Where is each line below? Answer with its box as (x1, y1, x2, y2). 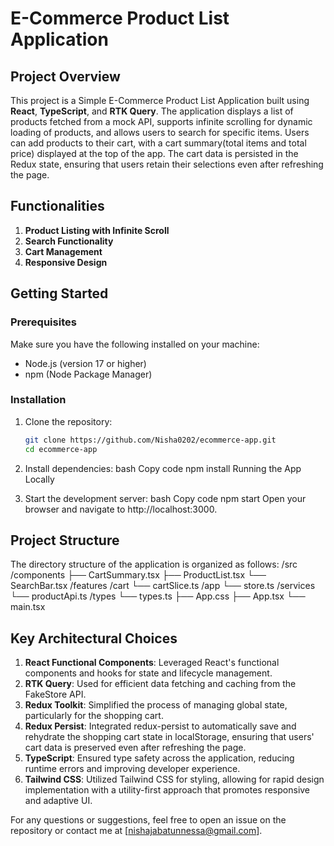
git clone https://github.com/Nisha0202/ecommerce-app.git (24, 435, 277, 445)
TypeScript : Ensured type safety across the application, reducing (24, 752, 295, 764)
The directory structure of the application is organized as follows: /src (10, 558, 298, 571)
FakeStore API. (24, 688, 87, 701)
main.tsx (10, 601, 46, 613)
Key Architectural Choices (10, 630, 178, 647)
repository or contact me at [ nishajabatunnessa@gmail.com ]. (10, 825, 263, 837)
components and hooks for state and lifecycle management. (24, 667, 273, 679)
